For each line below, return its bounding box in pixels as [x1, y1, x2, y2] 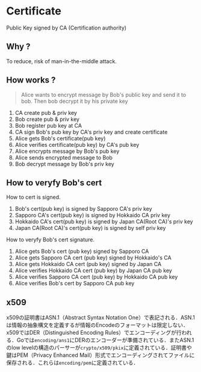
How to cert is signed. [6, 194, 61, 201]
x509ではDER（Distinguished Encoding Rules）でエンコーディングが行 [6, 329, 182, 336]
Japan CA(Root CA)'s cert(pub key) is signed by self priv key [14, 225, 166, 232]
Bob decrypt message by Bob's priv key [14, 160, 114, 167]
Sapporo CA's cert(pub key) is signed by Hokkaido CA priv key [14, 212, 170, 219]
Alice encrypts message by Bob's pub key [14, 147, 120, 155]
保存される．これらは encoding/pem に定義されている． [6, 359, 139, 367]
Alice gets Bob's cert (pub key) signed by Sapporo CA [14, 248, 149, 255]
